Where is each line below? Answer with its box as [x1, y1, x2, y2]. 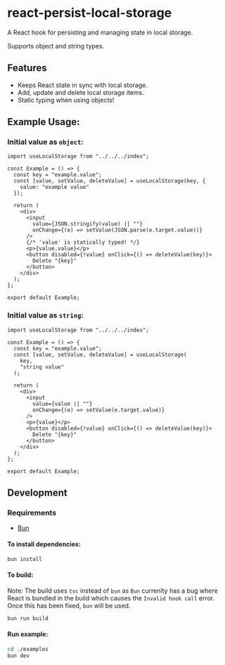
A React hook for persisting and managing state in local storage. [7, 28, 193, 37]
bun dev [7, 652, 30, 659]
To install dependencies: [7, 540, 81, 548]
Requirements [7, 508, 57, 518]
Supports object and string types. [7, 41, 105, 50]
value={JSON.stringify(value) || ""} [32, 220, 143, 228]
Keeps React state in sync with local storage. [17, 81, 148, 89]
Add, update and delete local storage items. [17, 88, 144, 96]
